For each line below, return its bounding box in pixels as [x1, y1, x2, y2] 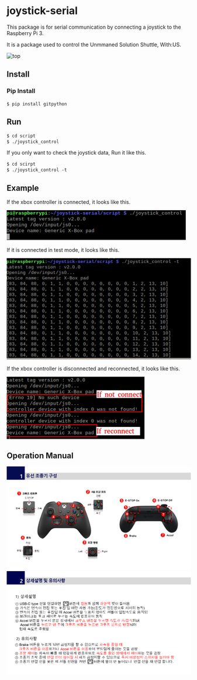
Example [6, 183, 39, 193]
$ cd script [6, 133, 36, 139]
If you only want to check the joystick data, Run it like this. [6, 149, 147, 156]
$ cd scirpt [6, 161, 36, 168]
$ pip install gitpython [6, 101, 67, 107]
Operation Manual [6, 450, 74, 460]
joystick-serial [6, 4, 78, 18]
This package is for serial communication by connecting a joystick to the [6, 23, 181, 30]
